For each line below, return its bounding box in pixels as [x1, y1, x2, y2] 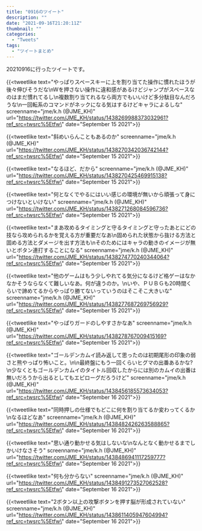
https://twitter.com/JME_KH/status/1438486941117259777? [18, 453, 166, 460]
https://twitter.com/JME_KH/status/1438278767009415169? [18, 332, 167, 340]
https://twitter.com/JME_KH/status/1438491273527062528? [18, 479, 168, 486]
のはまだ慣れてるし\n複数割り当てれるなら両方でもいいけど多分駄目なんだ [6, 93, 191, 100]
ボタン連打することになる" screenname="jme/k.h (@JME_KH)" [16, 246, 174, 253]
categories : [6, 31, 36, 37]
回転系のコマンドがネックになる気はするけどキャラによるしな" [27, 101, 183, 108]
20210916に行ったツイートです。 [6, 65, 89, 72]
